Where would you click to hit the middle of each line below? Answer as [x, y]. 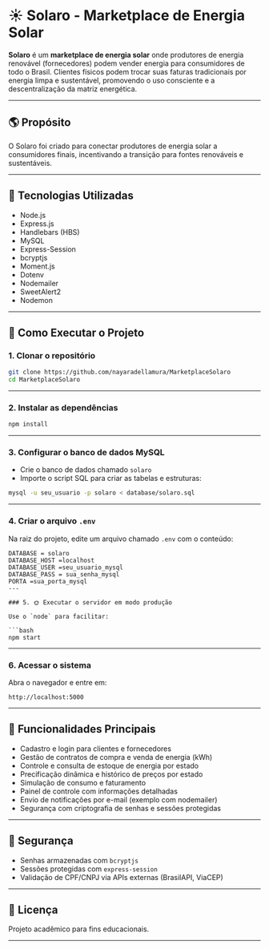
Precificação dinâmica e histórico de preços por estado [111, 774]
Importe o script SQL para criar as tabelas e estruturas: [110, 479]
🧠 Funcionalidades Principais [82, 729]
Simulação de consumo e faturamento [83, 782]
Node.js [33, 215]
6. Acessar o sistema [50, 665]
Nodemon [36, 300]
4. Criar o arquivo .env [52, 521]
